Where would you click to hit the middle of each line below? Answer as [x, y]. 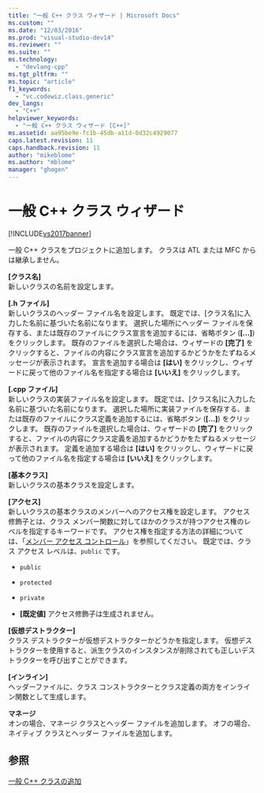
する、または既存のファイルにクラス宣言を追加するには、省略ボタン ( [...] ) [135, 333]
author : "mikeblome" [42, 155]
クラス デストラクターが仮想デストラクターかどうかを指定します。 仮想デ [127, 640]
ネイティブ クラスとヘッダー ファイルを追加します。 [93, 733]
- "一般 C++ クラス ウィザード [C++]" [73, 126]
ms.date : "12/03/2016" [45, 30]
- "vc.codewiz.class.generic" [65, 96]
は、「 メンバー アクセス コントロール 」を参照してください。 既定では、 [123, 541]
